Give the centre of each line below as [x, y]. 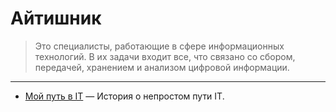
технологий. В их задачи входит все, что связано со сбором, [165, 56]
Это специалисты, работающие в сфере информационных [159, 46]
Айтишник [56, 18]
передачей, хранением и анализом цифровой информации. [162, 67]
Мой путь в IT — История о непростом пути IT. [124, 96]
